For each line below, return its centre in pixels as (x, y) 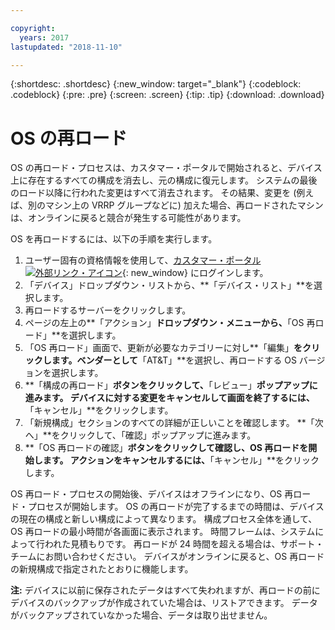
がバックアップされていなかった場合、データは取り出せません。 (141, 615)
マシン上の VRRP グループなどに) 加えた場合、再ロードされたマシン (184, 205)
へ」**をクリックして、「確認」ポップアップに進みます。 (140, 435)
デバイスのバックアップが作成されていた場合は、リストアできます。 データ (164, 603)
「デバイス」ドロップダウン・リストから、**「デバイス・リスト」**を (169, 285)
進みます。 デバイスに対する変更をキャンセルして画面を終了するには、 (169, 398)
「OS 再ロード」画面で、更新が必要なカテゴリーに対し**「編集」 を (163, 348)
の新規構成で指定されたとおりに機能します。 (102, 569)
